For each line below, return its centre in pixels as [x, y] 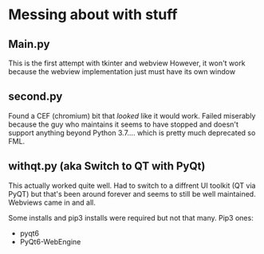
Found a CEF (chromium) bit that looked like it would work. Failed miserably [132, 115]
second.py [35, 97]
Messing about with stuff [93, 15]
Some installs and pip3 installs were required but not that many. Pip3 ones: [131, 217]
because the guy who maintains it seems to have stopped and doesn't [124, 124]
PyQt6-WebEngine [50, 241]
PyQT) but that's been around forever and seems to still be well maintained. [132, 193]
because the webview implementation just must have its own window [122, 72]
